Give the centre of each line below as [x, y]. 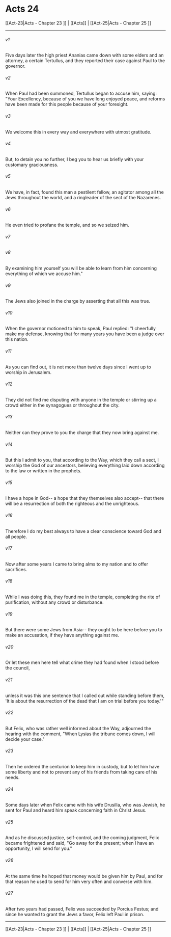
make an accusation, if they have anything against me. [62, 635]
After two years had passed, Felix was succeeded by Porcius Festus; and [82, 909]
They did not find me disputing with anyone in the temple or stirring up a [81, 399]
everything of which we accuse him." [44, 274]
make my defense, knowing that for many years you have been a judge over [85, 334]
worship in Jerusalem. [28, 372]
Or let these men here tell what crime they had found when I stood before [82, 662]
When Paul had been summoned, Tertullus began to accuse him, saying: [81, 93]
